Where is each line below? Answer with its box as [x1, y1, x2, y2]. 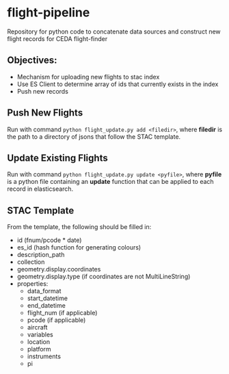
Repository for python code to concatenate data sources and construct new [7, 27, 221, 36]
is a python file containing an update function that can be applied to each [7, 178, 214, 186]
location [27, 338, 51, 346]
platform [27, 345, 51, 353]
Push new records [16, 87, 68, 95]
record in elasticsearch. [7, 185, 74, 193]
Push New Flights [7, 107, 83, 119]
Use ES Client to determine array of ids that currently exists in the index [16, 80, 219, 88]
